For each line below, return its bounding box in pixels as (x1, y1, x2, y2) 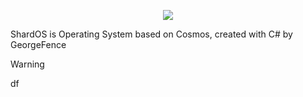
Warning (10, 58, 45, 70)
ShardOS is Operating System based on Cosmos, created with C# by (10, 28, 293, 40)
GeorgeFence (10, 39, 67, 50)
